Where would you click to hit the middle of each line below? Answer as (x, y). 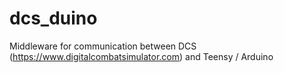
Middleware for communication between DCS (103, 46)
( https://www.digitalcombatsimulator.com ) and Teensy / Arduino (141, 56)
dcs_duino (53, 18)
